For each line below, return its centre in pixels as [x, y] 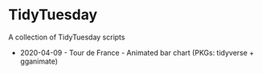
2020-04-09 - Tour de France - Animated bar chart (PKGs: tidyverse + [137, 52]
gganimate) [39, 61]
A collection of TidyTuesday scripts [67, 37]
